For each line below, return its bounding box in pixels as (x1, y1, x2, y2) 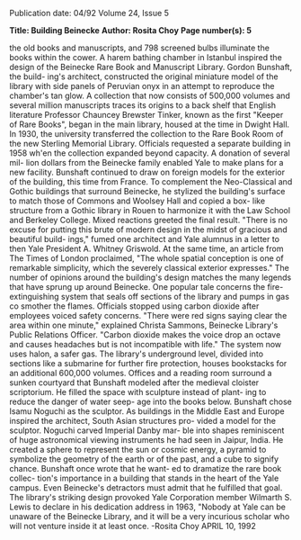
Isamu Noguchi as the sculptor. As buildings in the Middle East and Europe (9, 406, 285, 417)
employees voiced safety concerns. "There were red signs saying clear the (9, 310, 288, 320)
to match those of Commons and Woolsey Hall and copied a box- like (9, 195, 266, 206)
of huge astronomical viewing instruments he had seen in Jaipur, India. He (9, 435, 284, 445)
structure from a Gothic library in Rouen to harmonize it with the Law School (9, 205, 290, 215)
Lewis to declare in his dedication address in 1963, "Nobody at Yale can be (9, 501, 286, 512)
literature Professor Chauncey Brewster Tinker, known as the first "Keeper (9, 110, 284, 120)
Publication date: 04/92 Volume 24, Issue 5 (9, 8, 169, 18)
